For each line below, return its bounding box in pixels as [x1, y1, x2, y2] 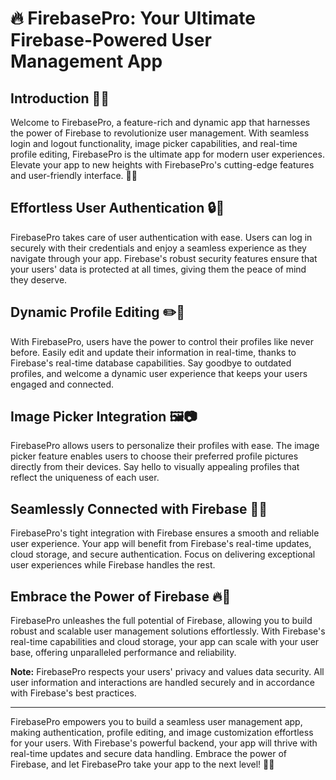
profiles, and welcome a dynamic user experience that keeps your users [10, 367, 308, 379]
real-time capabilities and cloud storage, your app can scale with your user [10, 636, 320, 648]
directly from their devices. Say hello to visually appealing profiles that [10, 461, 300, 473]
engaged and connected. [10, 378, 115, 390]
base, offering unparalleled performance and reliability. [10, 647, 237, 659]
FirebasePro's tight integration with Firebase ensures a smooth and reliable [10, 527, 320, 539]
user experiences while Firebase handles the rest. [10, 559, 216, 571]
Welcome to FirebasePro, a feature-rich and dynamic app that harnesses [10, 117, 311, 128]
